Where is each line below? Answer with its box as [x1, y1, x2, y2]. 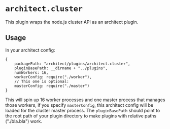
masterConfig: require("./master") [14, 83, 90, 89]
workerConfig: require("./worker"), [14, 74, 92, 79]
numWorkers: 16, [14, 70, 49, 75]
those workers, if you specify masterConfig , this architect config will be [5, 102, 154, 108]
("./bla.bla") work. [5, 118, 42, 124]
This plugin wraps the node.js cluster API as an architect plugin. [5, 19, 139, 25]
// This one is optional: [14, 79, 70, 84]
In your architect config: [5, 47, 55, 53]
